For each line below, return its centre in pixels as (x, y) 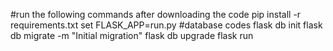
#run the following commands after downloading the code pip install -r (156, 14)
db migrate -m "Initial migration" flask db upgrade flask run (132, 35)
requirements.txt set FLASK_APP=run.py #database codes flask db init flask (166, 25)
